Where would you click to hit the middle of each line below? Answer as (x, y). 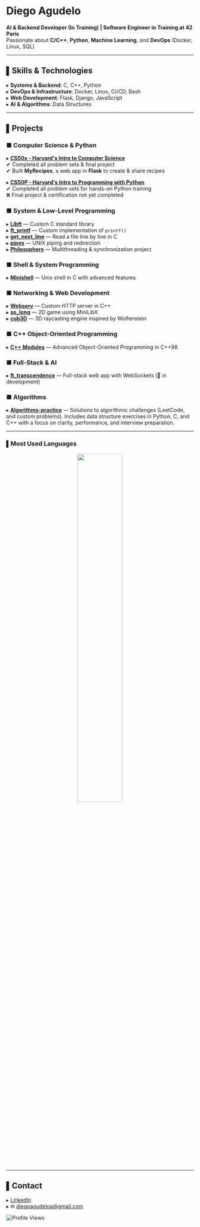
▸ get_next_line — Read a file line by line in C (62, 236)
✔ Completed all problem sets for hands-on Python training (79, 189)
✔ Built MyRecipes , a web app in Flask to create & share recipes (85, 171)
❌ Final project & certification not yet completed (65, 195)
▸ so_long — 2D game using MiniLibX (52, 312)
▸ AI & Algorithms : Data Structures (49, 104)
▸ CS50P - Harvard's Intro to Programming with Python (75, 182)
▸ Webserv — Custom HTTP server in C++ (59, 306)
